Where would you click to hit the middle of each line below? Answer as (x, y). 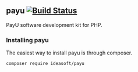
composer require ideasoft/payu (45, 64)
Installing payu (27, 40)
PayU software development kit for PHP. (54, 25)
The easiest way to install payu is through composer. (69, 53)
